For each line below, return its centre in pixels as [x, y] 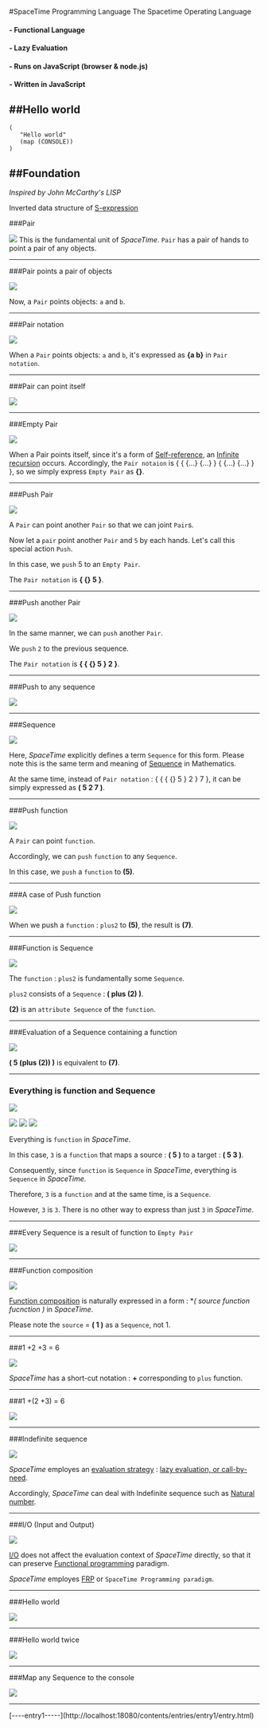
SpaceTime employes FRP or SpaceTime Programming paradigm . [111, 1579]
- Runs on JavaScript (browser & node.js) [78, 66]
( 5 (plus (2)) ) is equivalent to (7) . [64, 1063]
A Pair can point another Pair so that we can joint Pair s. [101, 525]
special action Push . [41, 549]
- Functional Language [47, 30]
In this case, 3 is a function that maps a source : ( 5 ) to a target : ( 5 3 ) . [126, 1155]
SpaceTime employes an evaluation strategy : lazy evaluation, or [115, 1470]
